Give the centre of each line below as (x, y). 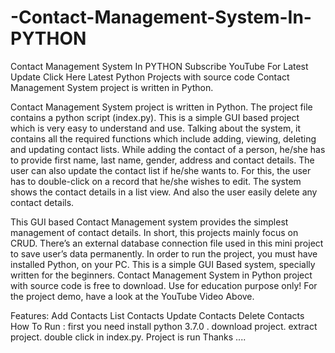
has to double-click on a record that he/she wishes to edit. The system (156, 181)
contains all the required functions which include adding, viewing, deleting (163, 138)
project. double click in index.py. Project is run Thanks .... (128, 337)
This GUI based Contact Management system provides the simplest (149, 222)
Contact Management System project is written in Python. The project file (161, 107)
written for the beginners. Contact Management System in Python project (161, 275)
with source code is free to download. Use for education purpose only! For (164, 285)
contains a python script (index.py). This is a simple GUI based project (155, 117)
